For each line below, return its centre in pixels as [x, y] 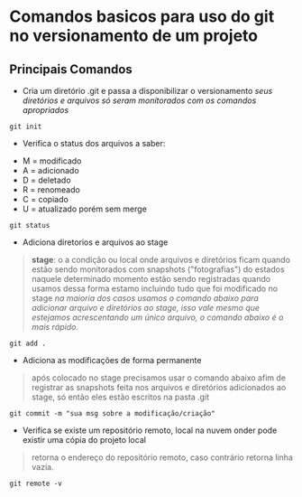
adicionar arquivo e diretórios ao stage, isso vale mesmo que [145, 308]
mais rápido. [55, 327]
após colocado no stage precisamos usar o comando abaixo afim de [159, 378]
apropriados [46, 110]
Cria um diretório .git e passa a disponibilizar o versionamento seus [147, 91]
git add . [28, 343]
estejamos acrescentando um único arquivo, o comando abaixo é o [157, 317]
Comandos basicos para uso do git [142, 17]
